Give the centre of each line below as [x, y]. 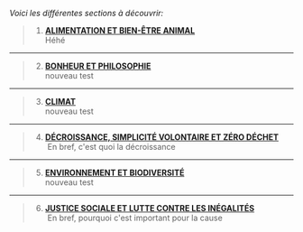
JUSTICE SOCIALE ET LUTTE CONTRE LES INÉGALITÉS [150, 208]
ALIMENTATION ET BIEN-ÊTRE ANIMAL [120, 30]
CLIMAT [60, 102]
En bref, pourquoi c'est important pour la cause [135, 218]
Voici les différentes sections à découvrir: [87, 13]
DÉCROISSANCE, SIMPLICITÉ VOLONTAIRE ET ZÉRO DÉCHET [162, 137]
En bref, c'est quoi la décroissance [111, 147]
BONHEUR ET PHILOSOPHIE [98, 66]
